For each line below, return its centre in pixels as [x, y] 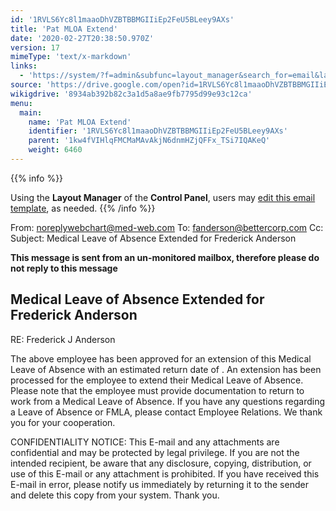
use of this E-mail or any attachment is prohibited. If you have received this [165, 473]
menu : [21, 103]
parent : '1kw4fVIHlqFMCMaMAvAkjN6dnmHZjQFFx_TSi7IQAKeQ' [149, 141]
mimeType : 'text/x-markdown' [71, 57]
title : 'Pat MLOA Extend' [64, 29]
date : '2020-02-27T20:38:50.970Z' [82, 38]
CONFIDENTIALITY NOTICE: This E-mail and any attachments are [145, 442]
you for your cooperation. [63, 422]
